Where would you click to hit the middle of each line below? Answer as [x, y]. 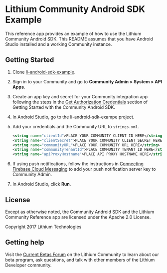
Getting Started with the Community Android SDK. [64, 107]
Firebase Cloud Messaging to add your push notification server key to [84, 169]
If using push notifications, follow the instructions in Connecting [78, 164]
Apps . [19, 87]
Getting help [25, 242]
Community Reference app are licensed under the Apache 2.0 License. [78, 217]
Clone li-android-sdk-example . [44, 72]
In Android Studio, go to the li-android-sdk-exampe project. [73, 117]
